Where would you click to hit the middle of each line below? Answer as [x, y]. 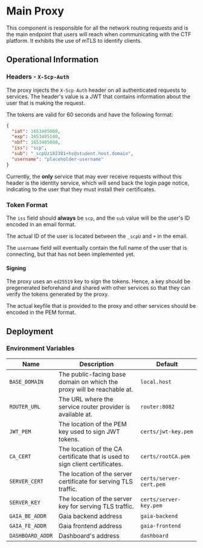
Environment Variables [40, 348]
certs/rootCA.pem [165, 456]
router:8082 [158, 406]
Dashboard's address [89, 535]
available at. [75, 414]
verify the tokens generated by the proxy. [58, 295]
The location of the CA [90, 449]
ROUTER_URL [25, 406]
